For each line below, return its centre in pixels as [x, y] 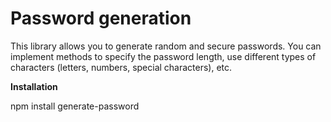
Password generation [101, 18]
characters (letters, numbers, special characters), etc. [121, 67]
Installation [34, 86]
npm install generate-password [75, 106]
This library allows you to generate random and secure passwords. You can [166, 46]
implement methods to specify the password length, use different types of [163, 56]
